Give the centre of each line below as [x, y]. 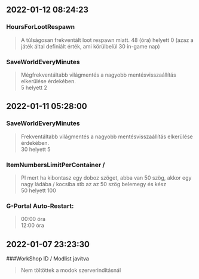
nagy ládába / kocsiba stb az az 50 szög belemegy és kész [94, 184]
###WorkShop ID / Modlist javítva [48, 259]
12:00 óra [33, 225]
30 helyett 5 [36, 149]
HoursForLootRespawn [41, 27]
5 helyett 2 [34, 87]
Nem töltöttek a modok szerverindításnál [71, 270]
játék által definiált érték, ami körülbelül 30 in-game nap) [90, 46]
